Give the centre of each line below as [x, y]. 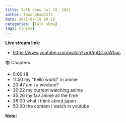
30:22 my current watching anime [48, 90]
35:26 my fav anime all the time [45, 95]
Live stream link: [23, 43]
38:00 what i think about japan [44, 101]
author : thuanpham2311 [29, 15]
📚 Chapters [18, 63]
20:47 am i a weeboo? [36, 85]
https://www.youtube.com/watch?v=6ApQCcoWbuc [67, 53]
